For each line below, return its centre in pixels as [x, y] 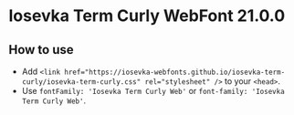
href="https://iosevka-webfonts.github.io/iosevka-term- [175, 72]
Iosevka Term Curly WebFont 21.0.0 [147, 16]
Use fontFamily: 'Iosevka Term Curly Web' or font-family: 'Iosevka [153, 91]
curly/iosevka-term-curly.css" [81, 82]
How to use [41, 50]
